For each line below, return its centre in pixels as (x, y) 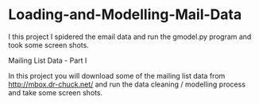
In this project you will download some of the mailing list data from (117, 75)
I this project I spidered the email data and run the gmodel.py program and (130, 37)
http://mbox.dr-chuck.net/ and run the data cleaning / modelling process (127, 84)
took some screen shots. (48, 44)
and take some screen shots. (56, 92)
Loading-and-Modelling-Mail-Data (125, 15)
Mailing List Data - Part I (48, 60)
